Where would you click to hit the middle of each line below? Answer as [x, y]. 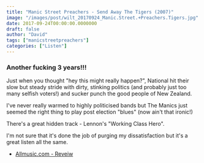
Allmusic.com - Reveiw [44, 154]
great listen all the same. [37, 142]
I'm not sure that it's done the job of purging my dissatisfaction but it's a [97, 136]
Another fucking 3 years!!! [47, 67]
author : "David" [27, 35]
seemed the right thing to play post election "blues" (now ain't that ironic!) [100, 112]
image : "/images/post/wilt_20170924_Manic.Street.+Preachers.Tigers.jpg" [103, 18]
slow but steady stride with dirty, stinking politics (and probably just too [96, 87]
